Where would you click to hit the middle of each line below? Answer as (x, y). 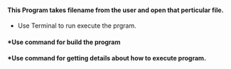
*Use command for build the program (64, 42)
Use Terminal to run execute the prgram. (77, 26)
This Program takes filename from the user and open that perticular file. (116, 10)
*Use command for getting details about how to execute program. (107, 58)
